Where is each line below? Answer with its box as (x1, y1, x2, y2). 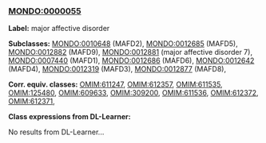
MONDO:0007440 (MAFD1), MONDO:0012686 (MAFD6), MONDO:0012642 (8, 56, 255, 65)
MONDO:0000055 (8, 6, 81, 17)
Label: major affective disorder (8, 24, 110, 33)
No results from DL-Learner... (8, 127, 105, 137)
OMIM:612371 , (8, 97, 56, 106)
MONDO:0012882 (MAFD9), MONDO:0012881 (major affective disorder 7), (8, 48, 253, 57)
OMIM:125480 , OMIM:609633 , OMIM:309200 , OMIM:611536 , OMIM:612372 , (8, 88, 259, 98)
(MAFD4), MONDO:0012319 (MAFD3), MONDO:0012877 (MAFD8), (8, 64, 226, 74)
